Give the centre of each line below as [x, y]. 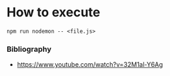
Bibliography [29, 49]
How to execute [53, 12]
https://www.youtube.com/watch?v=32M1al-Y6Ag [90, 65]
